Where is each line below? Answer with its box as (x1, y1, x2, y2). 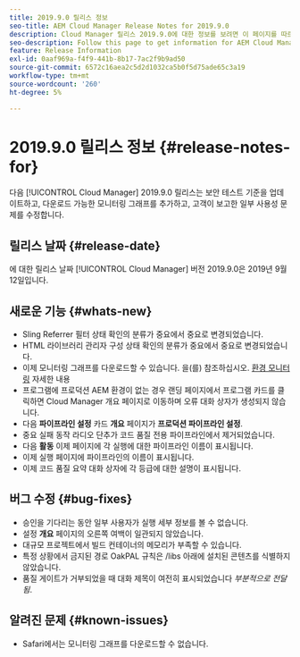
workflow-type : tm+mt (9, 72, 90, 80)
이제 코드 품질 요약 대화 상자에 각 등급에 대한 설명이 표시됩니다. (21, 463, 241, 474)
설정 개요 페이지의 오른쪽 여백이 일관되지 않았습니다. (21, 528, 204, 539)
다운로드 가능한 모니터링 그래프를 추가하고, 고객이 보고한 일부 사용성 (42, 198, 279, 209)
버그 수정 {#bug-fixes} (9, 492, 133, 507)
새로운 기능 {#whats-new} (9, 303, 153, 318)
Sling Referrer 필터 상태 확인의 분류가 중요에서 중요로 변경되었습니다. (21, 329, 263, 340)
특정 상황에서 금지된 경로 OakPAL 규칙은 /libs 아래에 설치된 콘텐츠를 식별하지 (21, 551, 291, 561)
